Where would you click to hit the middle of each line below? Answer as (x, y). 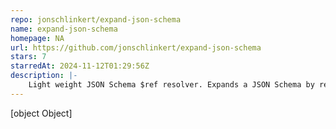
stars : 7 (28, 57)
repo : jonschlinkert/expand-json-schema (96, 19)
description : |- (44, 76)
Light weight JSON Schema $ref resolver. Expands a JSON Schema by (171, 85)
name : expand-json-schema (64, 29)
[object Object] (41, 113)
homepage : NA (37, 38)
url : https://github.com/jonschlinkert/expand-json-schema (136, 47)
